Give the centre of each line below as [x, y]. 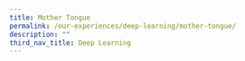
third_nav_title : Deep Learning [70, 43]
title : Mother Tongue [50, 17]
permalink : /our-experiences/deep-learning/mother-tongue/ [123, 26]
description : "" [40, 34]
